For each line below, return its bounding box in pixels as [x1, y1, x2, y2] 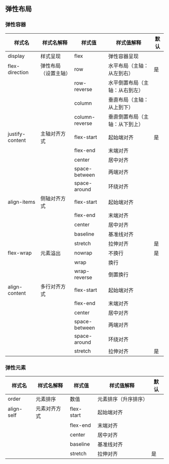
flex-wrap [8, 249, 32, 256]
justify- [8, 130, 26, 137]
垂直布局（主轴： [108, 96, 149, 103]
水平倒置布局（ [108, 79, 144, 86]
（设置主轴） [40, 69, 71, 76]
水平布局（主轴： [108, 62, 149, 69]
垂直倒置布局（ [108, 113, 144, 120]
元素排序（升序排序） [97, 396, 148, 403]
